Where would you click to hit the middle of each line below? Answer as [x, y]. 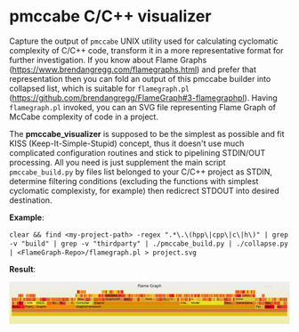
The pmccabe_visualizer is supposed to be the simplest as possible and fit [147, 134]
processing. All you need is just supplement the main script [117, 162]
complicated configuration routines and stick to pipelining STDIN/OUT [137, 152]
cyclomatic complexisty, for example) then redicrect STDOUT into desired [145, 190]
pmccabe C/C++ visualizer [110, 16]
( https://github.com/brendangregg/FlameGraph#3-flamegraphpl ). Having [143, 97]
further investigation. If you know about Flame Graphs [108, 60]
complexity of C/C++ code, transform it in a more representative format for [146, 50]
